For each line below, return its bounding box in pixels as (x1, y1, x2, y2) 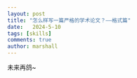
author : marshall (7, 43, 58, 50)
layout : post (7, 10, 46, 18)
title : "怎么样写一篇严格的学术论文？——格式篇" (7, 17, 131, 24)
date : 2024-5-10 (7, 23, 61, 30)
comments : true (7, 37, 52, 44)
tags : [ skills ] (7, 30, 52, 37)
